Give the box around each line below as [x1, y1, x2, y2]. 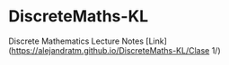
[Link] [145, 36, 167, 46]
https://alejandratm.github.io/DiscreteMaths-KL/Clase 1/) [11, 45, 221, 55]
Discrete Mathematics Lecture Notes [8, 36, 145, 46]
